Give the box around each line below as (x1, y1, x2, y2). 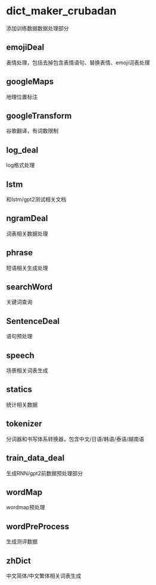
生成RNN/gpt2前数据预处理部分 (6, 469, 83, 476)
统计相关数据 (6, 401, 38, 408)
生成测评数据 (6, 538, 38, 545)
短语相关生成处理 (6, 264, 48, 271)
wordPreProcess (6, 521, 70, 531)
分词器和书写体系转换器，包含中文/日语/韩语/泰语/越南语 (6, 435, 145, 442)
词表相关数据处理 (6, 230, 48, 237)
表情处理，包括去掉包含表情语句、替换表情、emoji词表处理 (6, 58, 150, 66)
